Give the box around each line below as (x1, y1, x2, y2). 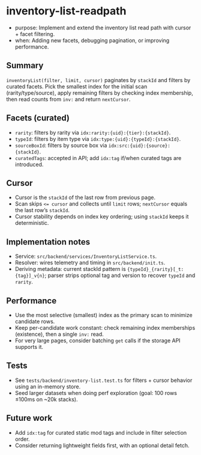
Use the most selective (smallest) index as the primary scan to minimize (14, 312, 193, 318)
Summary (6, 61, 44, 71)
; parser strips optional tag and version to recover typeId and (44, 272, 196, 279)
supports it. (14, 343, 44, 350)
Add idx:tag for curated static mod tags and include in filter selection (14, 429, 187, 436)
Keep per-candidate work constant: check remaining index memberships (14, 324, 196, 331)
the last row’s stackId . (14, 207, 70, 214)
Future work (6, 413, 53, 423)
